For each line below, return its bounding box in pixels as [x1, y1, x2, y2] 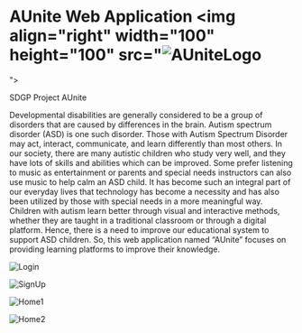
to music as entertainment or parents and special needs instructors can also [9, 167, 292, 178]
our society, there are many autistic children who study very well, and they [9, 147, 287, 159]
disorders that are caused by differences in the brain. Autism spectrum [9, 119, 272, 130]
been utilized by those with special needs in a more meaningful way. [9, 196, 263, 207]
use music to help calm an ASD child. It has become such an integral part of [9, 176, 291, 187]
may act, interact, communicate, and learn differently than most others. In [9, 138, 282, 149]
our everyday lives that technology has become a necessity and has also [9, 186, 279, 197]
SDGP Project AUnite [9, 92, 87, 103]
